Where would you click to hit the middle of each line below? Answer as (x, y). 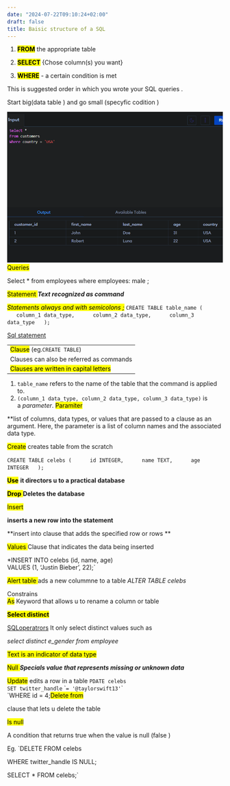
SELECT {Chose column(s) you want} (70, 62)
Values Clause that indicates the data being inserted (80, 547)
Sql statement (27, 335)
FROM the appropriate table (56, 49)
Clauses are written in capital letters (61, 368)
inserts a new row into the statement (60, 520)
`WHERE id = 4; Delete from (46, 696)
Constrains (23, 594)
